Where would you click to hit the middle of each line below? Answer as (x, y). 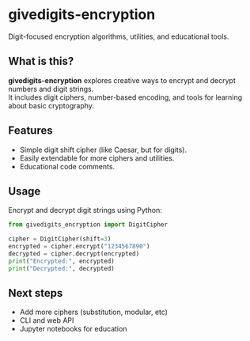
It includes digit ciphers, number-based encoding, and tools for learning (125, 97)
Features (30, 131)
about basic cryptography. (51, 105)
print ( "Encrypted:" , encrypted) (61, 261)
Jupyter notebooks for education (73, 329)
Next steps (36, 293)
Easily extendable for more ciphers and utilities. (97, 158)
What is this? (41, 61)
